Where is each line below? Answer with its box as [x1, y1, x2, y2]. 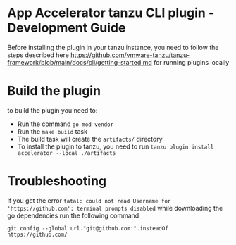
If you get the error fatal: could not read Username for [7, 196, 171, 205]
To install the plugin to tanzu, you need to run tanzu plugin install [17, 142, 214, 151]
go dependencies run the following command [7, 211, 139, 220]
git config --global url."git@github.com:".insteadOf [7, 225, 169, 232]
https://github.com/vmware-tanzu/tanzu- [70, 51, 190, 59]
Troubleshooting [7, 173, 107, 189]
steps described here [7, 51, 69, 59]
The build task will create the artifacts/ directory [17, 134, 163, 143]
